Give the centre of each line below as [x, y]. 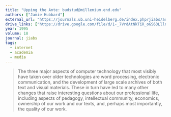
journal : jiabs [21, 38]
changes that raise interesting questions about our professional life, [88, 93]
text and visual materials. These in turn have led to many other [83, 88]
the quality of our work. [42, 109]
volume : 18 [17, 33]
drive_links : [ [21, 24]
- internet [21, 48]
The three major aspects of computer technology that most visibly [87, 71]
